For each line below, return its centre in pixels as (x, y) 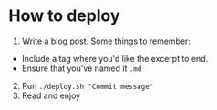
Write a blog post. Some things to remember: (106, 41)
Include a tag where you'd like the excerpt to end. (115, 58)
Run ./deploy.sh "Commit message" (88, 85)
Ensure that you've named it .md (82, 68)
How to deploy (64, 16)
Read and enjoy (51, 95)
